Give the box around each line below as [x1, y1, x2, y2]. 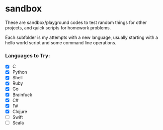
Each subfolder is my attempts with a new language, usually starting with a [5, 34, 158, 40]
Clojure [12, 108, 27, 115]
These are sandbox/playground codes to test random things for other [5, 19, 147, 25]
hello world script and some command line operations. [5, 39, 117, 45]
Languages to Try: [5, 52, 51, 59]
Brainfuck [12, 92, 32, 98]
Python [12, 69, 27, 75]
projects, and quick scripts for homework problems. [5, 24, 111, 30]
